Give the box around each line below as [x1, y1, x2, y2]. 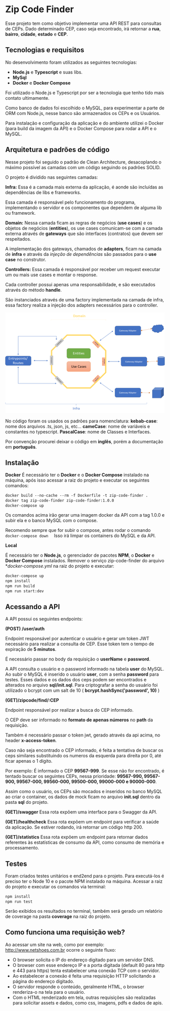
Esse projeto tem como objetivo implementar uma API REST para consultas [5, 20, 162, 26]
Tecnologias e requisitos [5, 46, 84, 54]
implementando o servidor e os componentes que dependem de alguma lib [5, 204, 162, 211]
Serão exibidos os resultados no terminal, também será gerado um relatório [5, 908, 163, 914]
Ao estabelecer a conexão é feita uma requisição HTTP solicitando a [12, 973, 156, 979]
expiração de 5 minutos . [5, 646, 57, 652]
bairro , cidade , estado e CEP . [5, 31, 68, 37]
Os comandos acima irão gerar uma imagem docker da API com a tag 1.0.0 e [5, 512, 165, 518]
